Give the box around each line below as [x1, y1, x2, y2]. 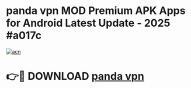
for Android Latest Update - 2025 [6, 16, 171, 30]
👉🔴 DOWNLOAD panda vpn [6, 70, 144, 83]
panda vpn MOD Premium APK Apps [6, 4, 186, 17]
